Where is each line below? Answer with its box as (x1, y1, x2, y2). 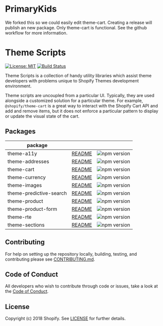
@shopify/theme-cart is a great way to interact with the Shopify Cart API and (5, 102, 158, 108)
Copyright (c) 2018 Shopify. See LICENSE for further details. (5, 316, 126, 322)
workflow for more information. (5, 30, 68, 36)
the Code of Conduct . (5, 288, 49, 294)
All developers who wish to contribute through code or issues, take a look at (5, 283, 158, 289)
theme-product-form (7, 205, 58, 212)
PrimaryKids (5, 3, 57, 15)
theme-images (7, 182, 42, 188)
